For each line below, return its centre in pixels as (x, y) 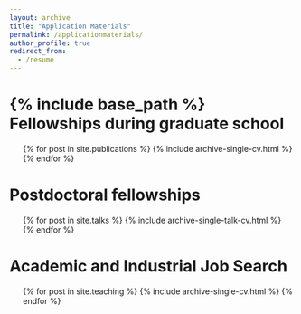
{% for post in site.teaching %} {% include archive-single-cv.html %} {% (158, 291)
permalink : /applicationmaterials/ (76, 34)
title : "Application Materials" (70, 26)
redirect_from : (38, 52)
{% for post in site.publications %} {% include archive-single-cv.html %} (157, 148)
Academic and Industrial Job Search (148, 266)
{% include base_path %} (108, 105)
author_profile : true (50, 43)
